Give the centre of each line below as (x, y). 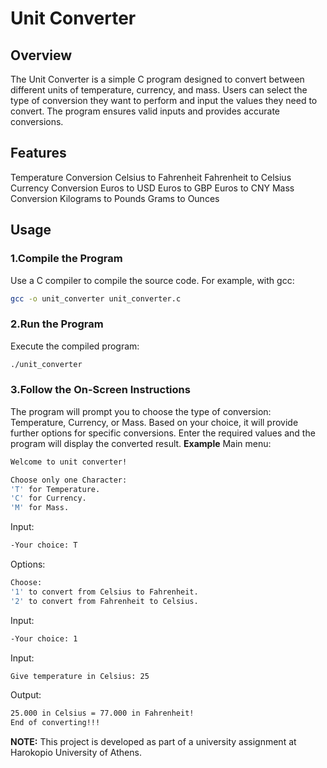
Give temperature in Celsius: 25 (80, 676)
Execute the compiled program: (75, 346)
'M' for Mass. (40, 508)
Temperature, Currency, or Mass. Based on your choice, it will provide (154, 422)
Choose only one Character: (69, 480)
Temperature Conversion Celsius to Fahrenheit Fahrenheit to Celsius (151, 177)
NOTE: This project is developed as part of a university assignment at (153, 742)
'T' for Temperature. (55, 489)
